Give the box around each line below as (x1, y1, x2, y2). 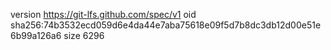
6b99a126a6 (10, 30, 62, 41)
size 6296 (63, 30, 105, 41)
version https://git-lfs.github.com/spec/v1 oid (10, 9, 197, 20)
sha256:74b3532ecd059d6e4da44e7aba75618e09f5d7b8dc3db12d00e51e (10, 19, 322, 31)
